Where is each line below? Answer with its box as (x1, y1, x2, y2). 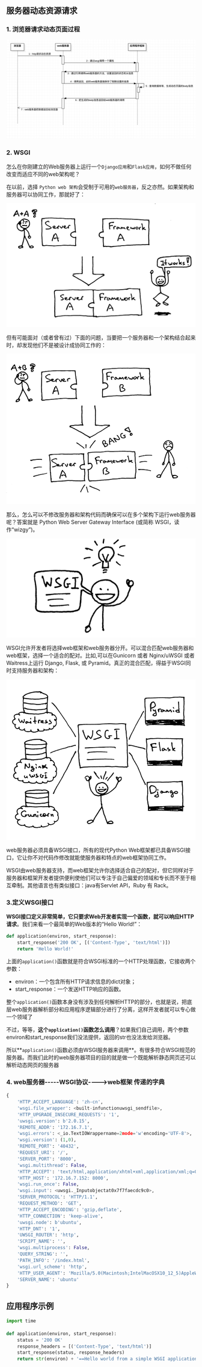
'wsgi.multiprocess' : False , (17, 1245, 90, 1251)
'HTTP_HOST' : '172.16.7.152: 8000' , (17, 1175, 109, 1181)
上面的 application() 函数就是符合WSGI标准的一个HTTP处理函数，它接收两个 (6, 958, 196, 965)
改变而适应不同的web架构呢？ (6, 170, 80, 177)
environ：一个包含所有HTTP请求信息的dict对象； (14, 977, 136, 985)
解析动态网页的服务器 (6, 1061, 59, 1068)
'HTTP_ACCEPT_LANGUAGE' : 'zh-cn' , (17, 1099, 103, 1105)
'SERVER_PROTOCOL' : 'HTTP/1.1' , (17, 1194, 98, 1200)
